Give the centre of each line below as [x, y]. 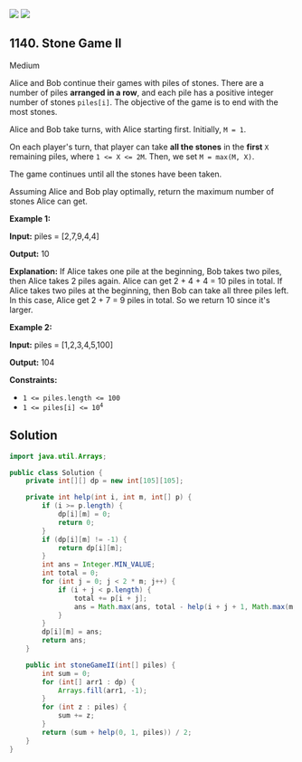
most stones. [33, 111]
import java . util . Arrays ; [58, 456]
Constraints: [33, 379]
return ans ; [65, 641]
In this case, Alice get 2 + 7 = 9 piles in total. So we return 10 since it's [140, 300]
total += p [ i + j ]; [110, 598]
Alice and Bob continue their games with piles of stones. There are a [137, 82]
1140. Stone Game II [66, 44]
